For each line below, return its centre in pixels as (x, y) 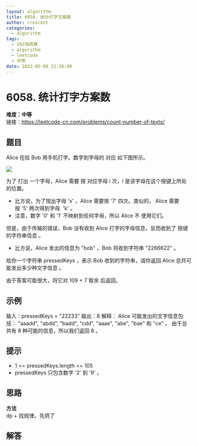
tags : (13, 39)
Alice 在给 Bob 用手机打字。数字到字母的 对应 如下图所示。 (77, 158)
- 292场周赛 (25, 45)
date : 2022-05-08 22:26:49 (39, 66)
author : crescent (27, 22)
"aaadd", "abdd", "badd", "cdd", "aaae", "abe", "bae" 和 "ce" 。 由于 (100, 323)
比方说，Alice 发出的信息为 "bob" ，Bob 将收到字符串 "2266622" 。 (97, 248)
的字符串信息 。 (25, 235)
